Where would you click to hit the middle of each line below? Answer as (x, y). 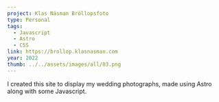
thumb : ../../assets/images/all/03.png (64, 64)
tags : (15, 26)
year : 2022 (23, 58)
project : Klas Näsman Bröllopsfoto (58, 13)
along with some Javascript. (47, 91)
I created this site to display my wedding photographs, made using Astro (109, 84)
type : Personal (29, 20)
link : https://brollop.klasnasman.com (62, 52)
